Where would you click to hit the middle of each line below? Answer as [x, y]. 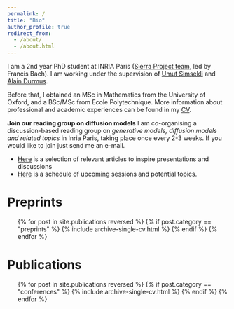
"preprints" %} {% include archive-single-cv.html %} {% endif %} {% [117, 229]
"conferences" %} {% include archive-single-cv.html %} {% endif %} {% [122, 291]
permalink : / [26, 14]
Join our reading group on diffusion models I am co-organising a [102, 123]
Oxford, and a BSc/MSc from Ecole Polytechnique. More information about [115, 102]
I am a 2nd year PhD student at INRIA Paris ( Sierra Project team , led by [109, 66]
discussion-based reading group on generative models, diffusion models [112, 131]
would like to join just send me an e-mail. [66, 145]
